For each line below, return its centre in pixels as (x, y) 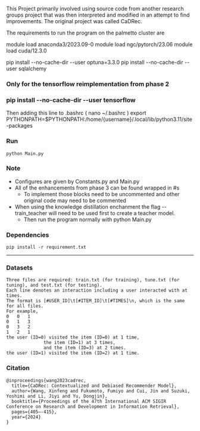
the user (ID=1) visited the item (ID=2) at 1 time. (73, 353)
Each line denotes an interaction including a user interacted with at (97, 291)
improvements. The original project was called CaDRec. (74, 21)
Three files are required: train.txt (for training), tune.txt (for (93, 280)
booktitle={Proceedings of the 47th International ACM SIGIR (89, 401)
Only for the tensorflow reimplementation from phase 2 (88, 84)
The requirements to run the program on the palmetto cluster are (85, 33)
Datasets (19, 268)
